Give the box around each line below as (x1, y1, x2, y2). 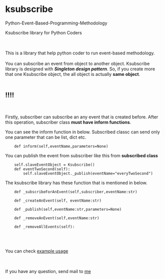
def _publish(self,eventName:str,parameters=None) (14, 207, 122, 212)
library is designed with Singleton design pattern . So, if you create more (5, 66, 155, 72)
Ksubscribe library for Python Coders (5, 29, 82, 35)
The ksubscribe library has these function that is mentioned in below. (5, 180, 147, 186)
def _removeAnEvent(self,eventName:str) (14, 216, 99, 221)
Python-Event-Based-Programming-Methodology (5, 20, 107, 26)
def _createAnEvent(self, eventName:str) (14, 198, 101, 203)
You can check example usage (5, 248, 68, 254)
